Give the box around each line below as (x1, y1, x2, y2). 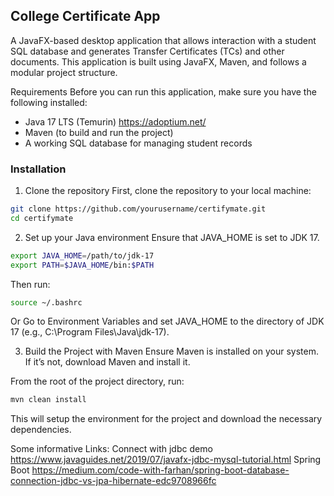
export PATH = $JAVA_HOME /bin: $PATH (10, 260, 155, 270)
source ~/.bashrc (10, 297, 83, 308)
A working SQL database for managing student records (24, 137, 253, 149)
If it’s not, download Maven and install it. (24, 356, 191, 368)
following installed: (10, 96, 88, 108)
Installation (10, 162, 67, 176)
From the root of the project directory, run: (10, 375, 185, 388)
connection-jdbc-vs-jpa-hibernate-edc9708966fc (10, 475, 217, 487)
